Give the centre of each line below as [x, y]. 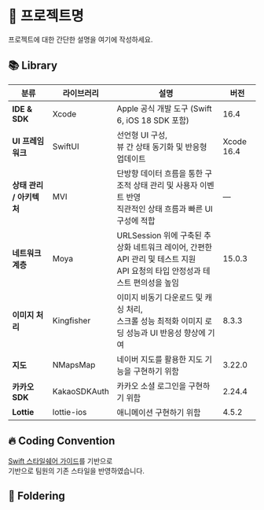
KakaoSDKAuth [81, 391]
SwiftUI [66, 146]
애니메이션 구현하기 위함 [159, 412]
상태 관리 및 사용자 [165, 185]
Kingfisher [71, 320]
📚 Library [33, 66]
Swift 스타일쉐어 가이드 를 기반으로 [60, 460]
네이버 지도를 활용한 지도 [159, 359]
